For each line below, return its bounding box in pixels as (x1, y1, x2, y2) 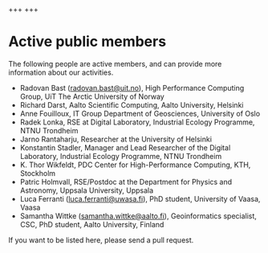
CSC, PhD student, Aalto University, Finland (19, 219, 164, 229)
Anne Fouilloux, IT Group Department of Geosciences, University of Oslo (19, 108, 261, 118)
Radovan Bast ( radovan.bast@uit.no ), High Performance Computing (19, 83, 245, 92)
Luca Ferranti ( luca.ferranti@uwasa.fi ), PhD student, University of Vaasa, (19, 194, 261, 203)
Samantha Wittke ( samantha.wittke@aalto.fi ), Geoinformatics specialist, (19, 210, 257, 221)
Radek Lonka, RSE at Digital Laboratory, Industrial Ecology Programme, (19, 117, 255, 127)
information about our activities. (8, 67, 114, 77)
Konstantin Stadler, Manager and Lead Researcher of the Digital (19, 142, 231, 153)
